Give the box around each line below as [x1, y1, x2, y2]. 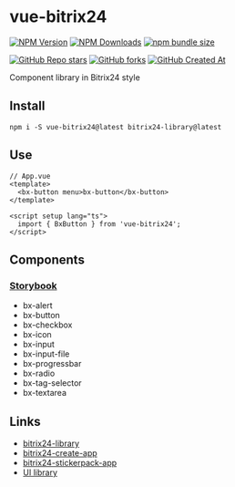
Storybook [9, 279, 57, 292]
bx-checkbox [22, 319, 73, 330]
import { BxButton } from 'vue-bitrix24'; [17, 219, 181, 229]
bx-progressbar [22, 358, 82, 369]
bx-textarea [22, 388, 66, 399]
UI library [22, 467, 57, 478]
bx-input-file [22, 348, 70, 359]
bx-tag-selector [22, 378, 82, 389]
